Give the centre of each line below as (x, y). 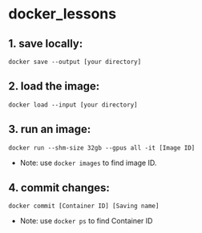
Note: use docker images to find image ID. (88, 163)
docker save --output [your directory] (75, 62)
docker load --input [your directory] (73, 105)
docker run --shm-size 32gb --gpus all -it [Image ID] (102, 148)
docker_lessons (63, 14)
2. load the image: (54, 86)
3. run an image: (50, 129)
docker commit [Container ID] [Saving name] (84, 206)
